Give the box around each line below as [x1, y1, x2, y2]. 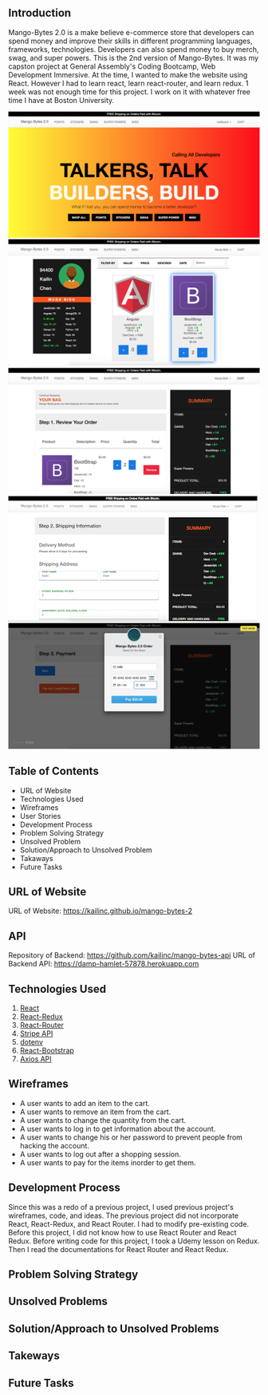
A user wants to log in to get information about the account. [19, 1124, 216, 1133]
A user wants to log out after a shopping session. [19, 1149, 182, 1159]
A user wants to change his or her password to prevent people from [19, 1132, 243, 1142]
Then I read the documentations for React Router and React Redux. [8, 1244, 229, 1254]
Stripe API [19, 1029, 53, 1038]
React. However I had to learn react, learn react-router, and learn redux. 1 [8, 78, 249, 88]
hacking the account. [19, 1140, 90, 1150]
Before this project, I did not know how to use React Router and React [8, 1227, 237, 1237]
